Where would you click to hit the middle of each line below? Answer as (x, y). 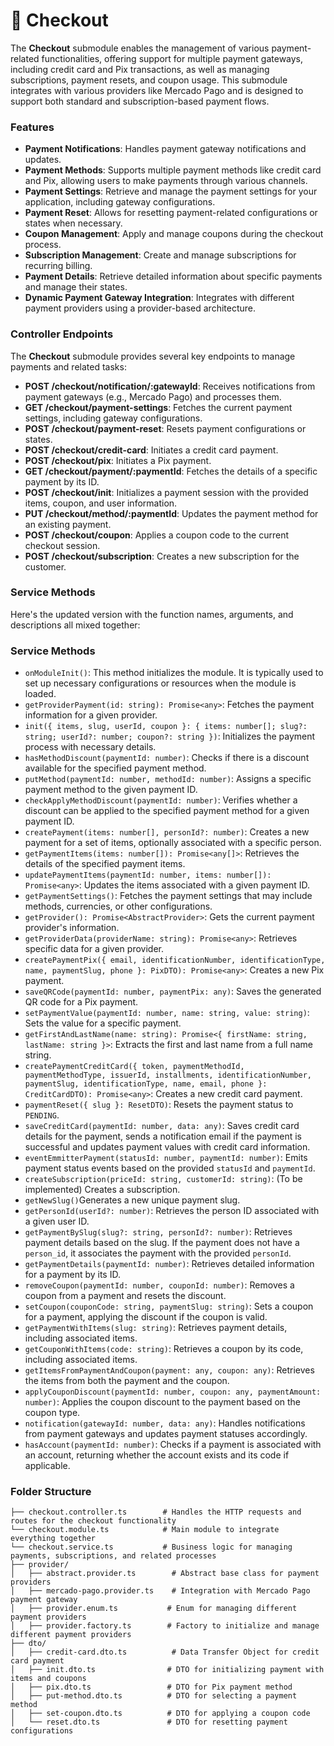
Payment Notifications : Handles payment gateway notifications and (165, 149)
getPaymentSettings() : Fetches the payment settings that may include (168, 896)
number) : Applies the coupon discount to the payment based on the (163, 1402)
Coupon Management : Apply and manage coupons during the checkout (174, 234)
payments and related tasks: (68, 366)
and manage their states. (76, 287)
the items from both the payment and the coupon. (127, 1381)
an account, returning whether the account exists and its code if (157, 1455)
